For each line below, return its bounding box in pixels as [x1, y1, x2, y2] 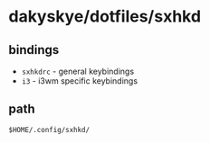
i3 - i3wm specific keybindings [21, 76, 138, 86]
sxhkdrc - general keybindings [21, 66, 135, 76]
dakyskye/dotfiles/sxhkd [8, 6, 201, 27]
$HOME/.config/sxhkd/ [8, 125, 91, 134]
